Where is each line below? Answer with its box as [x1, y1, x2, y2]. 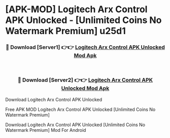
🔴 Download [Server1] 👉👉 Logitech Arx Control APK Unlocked [6, 44, 165, 51]
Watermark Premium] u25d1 [5, 25, 126, 37]
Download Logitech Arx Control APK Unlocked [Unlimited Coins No [5, 121, 146, 128]
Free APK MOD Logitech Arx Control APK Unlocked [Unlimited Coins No [5, 106, 156, 113]
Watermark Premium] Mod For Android [5, 127, 86, 133]
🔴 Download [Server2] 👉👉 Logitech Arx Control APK [17, 76, 153, 84]
